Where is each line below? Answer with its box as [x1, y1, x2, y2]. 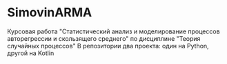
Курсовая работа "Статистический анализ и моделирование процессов [7, 27, 220, 35]
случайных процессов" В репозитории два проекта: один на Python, [7, 42, 209, 50]
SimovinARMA [7, 5, 92, 20]
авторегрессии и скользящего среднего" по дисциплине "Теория [7, 34, 201, 42]
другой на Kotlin [7, 49, 55, 57]
